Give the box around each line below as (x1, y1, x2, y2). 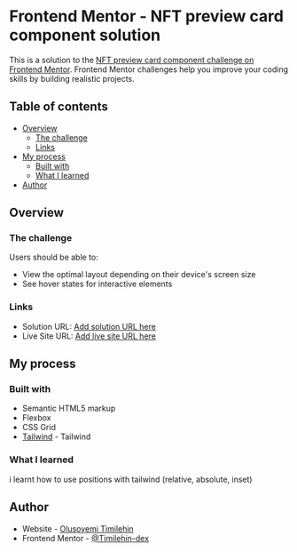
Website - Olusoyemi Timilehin (21, 523, 135, 534)
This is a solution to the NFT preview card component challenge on (9, 54, 254, 65)
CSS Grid (21, 422, 56, 433)
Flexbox (21, 412, 51, 423)
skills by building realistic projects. (9, 73, 135, 84)
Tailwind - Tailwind (21, 431, 91, 442)
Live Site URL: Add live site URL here (21, 331, 157, 341)
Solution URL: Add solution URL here (21, 321, 157, 332)
